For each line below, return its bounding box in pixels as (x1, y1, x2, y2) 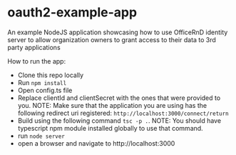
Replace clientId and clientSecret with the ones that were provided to (17, 94, 221, 102)
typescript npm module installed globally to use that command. (17, 124, 203, 132)
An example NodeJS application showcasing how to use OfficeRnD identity (7, 28, 228, 36)
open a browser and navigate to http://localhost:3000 (17, 139, 175, 147)
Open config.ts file (17, 86, 73, 94)
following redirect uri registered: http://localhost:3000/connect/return (17, 109, 230, 117)
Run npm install (17, 78, 67, 86)
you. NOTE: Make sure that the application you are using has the (17, 101, 207, 109)
